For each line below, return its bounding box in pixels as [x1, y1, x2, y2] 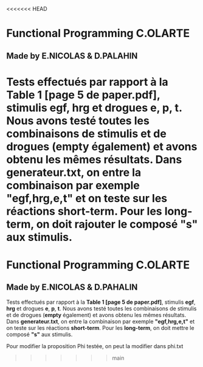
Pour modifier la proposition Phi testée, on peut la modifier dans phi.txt [6, 342, 184, 349]
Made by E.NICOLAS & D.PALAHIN [6, 51, 138, 61]
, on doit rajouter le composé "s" [30, 217, 198, 231]
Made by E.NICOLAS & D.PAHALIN [6, 282, 138, 293]
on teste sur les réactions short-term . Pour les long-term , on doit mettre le [6, 324, 194, 331]
